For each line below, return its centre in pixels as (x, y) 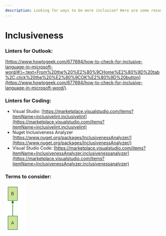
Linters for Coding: (28, 101)
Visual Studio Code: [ (34, 148)
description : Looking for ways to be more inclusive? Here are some (77, 10)
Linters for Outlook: (29, 51)
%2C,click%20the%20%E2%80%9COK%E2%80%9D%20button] (73, 78)
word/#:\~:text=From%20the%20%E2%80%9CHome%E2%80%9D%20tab (82, 72)
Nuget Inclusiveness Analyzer (42, 132)
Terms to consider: (28, 177)
